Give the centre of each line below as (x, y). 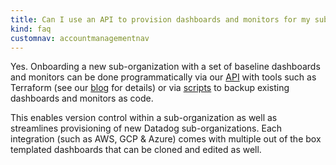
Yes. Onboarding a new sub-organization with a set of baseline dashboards (165, 67)
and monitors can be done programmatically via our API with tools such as (163, 77)
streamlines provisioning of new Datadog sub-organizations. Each (146, 128)
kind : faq (31, 29)
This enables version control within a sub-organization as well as (144, 118)
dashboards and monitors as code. (82, 98)
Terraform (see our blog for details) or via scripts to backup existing (150, 88)
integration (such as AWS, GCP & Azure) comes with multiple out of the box (166, 139)
